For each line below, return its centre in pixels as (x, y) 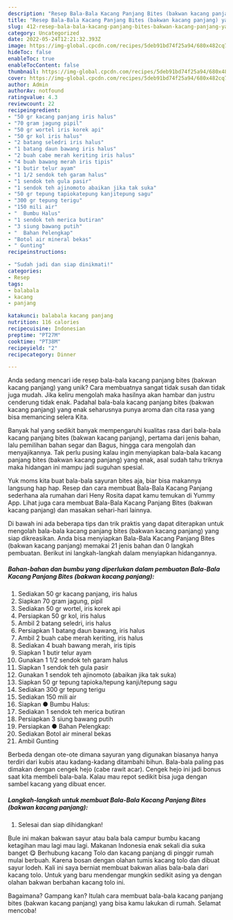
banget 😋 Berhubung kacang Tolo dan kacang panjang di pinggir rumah (111, 853)
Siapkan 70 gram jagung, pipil (60, 601)
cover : (17, 78)
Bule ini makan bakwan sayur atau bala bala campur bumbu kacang (104, 838)
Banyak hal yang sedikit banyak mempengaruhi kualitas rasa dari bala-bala (114, 431)
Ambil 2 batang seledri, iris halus (64, 623)
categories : (25, 271)
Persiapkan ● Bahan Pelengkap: (64, 727)
